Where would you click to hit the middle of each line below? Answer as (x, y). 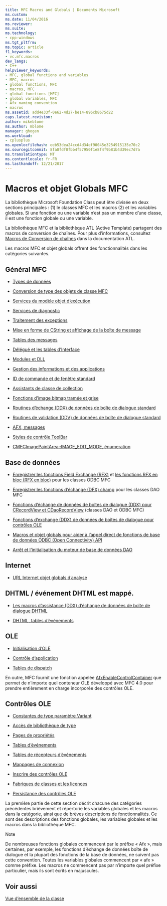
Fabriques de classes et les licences (50, 784)
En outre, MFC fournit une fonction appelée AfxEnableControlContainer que (83, 677)
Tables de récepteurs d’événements (49, 755)
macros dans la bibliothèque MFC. (41, 825)
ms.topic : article (24, 47)
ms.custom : (17, 15)
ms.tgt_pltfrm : (21, 43)
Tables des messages (35, 340)
